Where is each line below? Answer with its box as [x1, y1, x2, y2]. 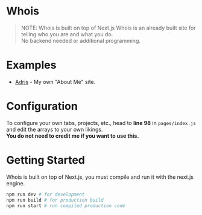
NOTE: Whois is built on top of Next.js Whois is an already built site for [21, 24, 196, 31]
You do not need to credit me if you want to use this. [6, 132, 139, 140]
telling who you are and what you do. [21, 30, 113, 37]
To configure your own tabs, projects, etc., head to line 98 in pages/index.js [6, 119, 196, 126]
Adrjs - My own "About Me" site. [14, 78, 96, 85]
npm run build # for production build [6, 197, 104, 203]
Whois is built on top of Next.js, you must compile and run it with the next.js [6, 173, 194, 181]
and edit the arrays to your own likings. [6, 126, 103, 133]
